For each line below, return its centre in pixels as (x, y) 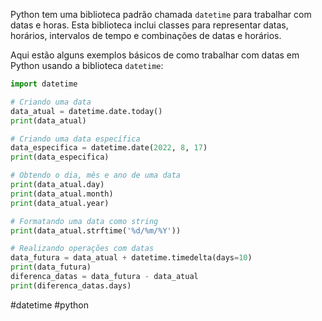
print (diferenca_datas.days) (71, 285)
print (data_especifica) (60, 157)
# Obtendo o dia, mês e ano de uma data (96, 175)
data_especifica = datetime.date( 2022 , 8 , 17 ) (109, 148)
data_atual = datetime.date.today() (86, 111)
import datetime (44, 84)
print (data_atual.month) (62, 194)
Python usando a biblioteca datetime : (87, 65)
